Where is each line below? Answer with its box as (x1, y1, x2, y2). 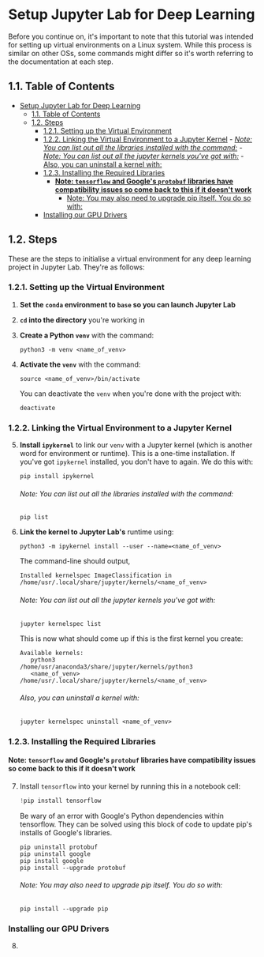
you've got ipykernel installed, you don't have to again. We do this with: (19, 457, 254, 467)
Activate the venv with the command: (19, 360, 141, 369)
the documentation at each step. (8, 57, 114, 66)
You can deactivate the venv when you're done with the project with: (19, 389, 242, 398)
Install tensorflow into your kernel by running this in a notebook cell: (19, 781, 241, 791)
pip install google (19, 857, 84, 865)
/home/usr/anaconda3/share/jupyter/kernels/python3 (19, 662, 193, 671)
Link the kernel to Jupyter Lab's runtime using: (19, 527, 174, 537)
